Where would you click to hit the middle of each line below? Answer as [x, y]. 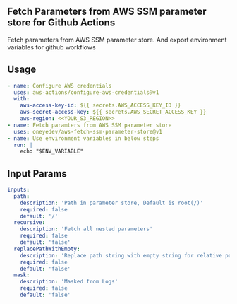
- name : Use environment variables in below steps [83, 138]
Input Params [37, 174]
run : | [23, 145]
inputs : [19, 190]
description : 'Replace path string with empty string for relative [121, 255]
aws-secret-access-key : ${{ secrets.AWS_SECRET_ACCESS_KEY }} [113, 112]
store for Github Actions [61, 23]
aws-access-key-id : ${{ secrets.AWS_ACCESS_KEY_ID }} [101, 105]
